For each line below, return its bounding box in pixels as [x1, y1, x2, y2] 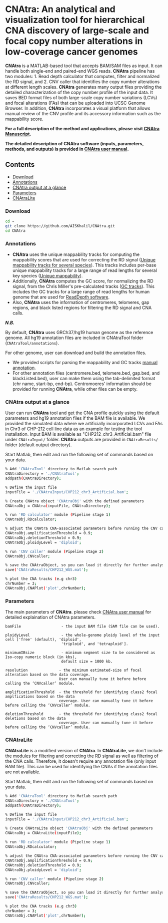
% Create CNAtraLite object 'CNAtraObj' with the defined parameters [5, 825, 153, 831]
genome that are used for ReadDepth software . [12, 294, 110, 300]
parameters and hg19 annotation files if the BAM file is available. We [5, 415, 145, 421]
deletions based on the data [5, 716, 66, 721]
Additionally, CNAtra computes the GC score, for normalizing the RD [12, 278, 153, 284]
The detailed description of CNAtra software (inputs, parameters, [5, 140, 144, 146]
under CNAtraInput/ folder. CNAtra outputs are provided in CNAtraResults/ [5, 437, 158, 443]
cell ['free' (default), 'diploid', [5, 637, 81, 642]
